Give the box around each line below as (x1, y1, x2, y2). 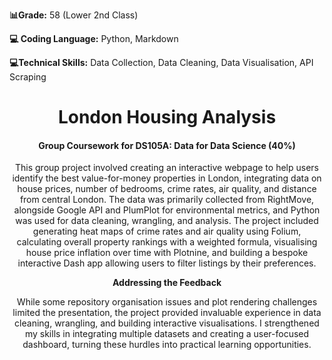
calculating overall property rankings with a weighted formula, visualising (16, 236, 318, 248)
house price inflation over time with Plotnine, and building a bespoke (25, 247, 309, 259)
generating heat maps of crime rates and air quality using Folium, (32, 225, 302, 238)
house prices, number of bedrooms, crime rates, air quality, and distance (17, 183, 317, 195)
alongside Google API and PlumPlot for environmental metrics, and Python (13, 204, 321, 216)
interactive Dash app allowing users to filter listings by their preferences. (17, 257, 317, 269)
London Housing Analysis (57, 106, 277, 129)
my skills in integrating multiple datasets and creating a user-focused (24, 328, 310, 340)
